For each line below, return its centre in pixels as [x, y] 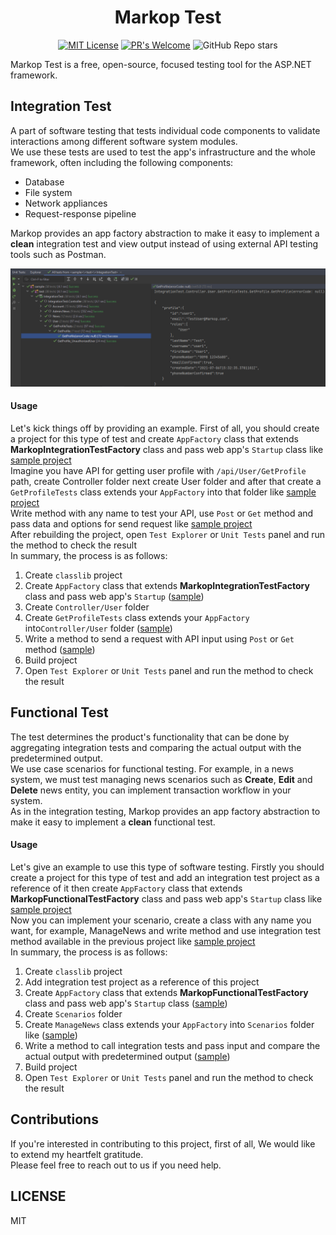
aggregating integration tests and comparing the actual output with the [156, 747]
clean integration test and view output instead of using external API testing [164, 243]
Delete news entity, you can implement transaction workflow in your [151, 790]
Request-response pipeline [80, 213]
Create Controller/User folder [87, 607]
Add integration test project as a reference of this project [142, 982]
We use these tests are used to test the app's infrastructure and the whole [163, 152]
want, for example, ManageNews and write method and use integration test [166, 930]
